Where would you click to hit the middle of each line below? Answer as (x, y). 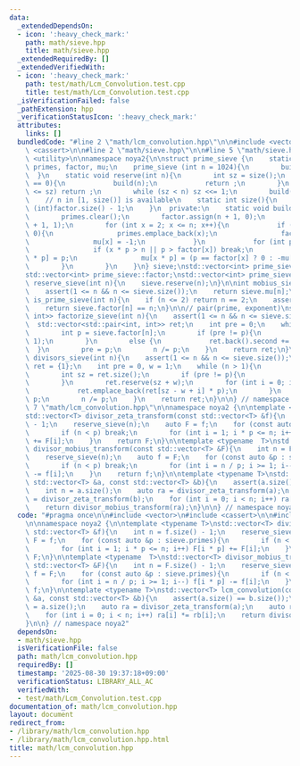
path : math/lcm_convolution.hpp (78, 657)
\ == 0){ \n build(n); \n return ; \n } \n (158, 184)
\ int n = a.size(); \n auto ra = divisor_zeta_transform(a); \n (158, 491)
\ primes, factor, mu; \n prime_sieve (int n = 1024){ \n (137, 167)
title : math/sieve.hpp (67, 51)
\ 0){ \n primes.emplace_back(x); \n (121, 233)
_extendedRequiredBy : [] (63, 59)
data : (19, 17)
